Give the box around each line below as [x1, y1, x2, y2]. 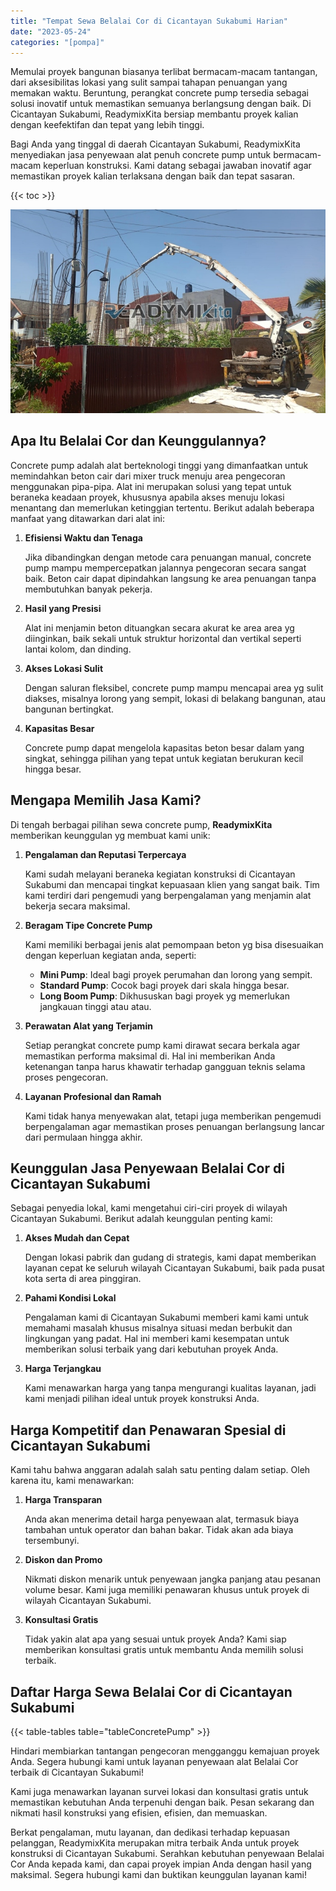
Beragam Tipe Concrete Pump [24, 919, 153, 931]
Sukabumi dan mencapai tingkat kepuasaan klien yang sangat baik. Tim [24, 878, 320, 890]
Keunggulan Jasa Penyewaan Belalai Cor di [10, 1160, 285, 1177]
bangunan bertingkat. [24, 703, 115, 715]
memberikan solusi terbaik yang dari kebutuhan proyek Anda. [24, 1343, 279, 1355]
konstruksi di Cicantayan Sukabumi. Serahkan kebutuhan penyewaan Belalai [10, 1848, 325, 1860]
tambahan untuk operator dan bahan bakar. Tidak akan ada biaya [24, 1524, 294, 1536]
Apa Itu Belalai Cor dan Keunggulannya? [10, 433, 267, 450]
